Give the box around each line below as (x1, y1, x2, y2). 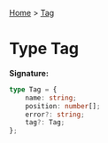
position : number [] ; (25, 101, 101, 110)
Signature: (9, 68, 49, 78)
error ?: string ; (25, 110, 86, 119)
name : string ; (25, 93, 77, 102)
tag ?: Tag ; (25, 118, 66, 127)
